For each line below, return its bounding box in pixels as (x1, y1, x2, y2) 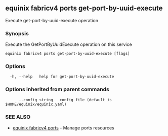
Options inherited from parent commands (5, 86, 110, 93)
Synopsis (5, 30, 29, 37)
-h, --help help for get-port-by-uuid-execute (10, 74, 114, 80)
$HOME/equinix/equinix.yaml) (5, 102, 67, 107)
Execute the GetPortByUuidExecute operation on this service (5, 41, 133, 47)
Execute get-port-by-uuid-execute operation (5, 17, 99, 23)
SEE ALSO (5, 113, 31, 120)
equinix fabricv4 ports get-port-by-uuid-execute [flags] (5, 51, 130, 56)
